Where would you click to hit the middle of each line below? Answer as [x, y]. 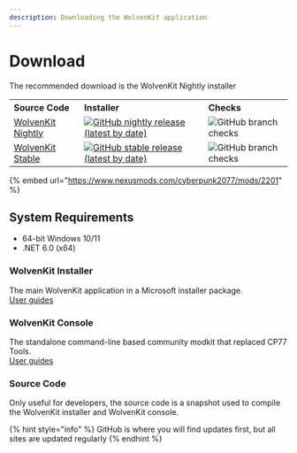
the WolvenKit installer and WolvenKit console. [94, 412]
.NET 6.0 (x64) [49, 248]
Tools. [20, 351]
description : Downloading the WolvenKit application [108, 17]
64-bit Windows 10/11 [61, 239]
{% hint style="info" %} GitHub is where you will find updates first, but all [142, 429]
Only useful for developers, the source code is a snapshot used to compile [145, 403]
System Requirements [72, 217]
